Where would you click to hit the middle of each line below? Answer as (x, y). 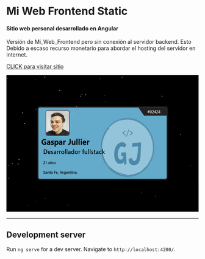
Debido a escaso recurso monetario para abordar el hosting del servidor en (101, 48)
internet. (17, 55)
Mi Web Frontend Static (67, 11)
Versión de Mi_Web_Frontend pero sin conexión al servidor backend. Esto (99, 42)
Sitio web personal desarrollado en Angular (63, 28)
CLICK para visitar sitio (35, 67)
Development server (46, 234)
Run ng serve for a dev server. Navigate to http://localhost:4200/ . (91, 249)
